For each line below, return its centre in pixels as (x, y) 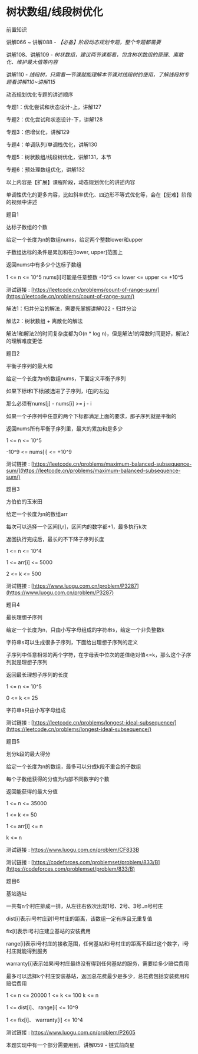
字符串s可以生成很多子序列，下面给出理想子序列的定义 (72, 642)
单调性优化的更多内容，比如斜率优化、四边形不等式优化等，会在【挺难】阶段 (99, 195)
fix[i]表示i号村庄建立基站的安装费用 (49, 931)
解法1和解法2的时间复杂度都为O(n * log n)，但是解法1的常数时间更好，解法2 (98, 333)
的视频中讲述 (22, 202)
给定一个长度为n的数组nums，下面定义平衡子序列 (66, 378)
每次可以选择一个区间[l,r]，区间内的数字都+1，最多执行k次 (77, 526)
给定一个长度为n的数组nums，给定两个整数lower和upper (75, 239)
